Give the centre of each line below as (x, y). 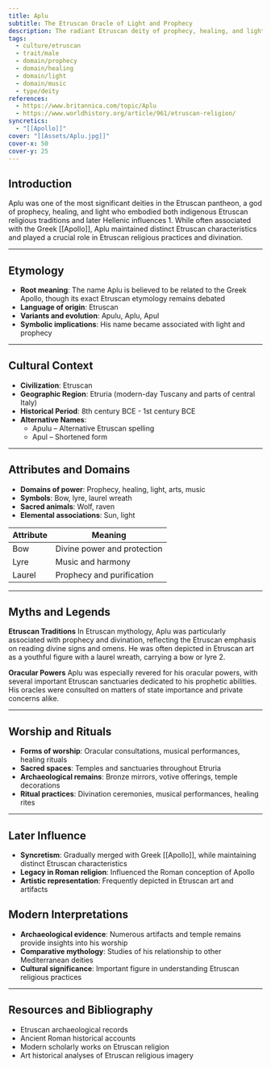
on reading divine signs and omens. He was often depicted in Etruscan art (131, 649)
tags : (17, 38)
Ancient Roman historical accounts (78, 1038)
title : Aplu (28, 16)
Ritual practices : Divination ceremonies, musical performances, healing (140, 794)
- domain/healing (45, 69)
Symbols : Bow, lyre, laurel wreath (76, 498)
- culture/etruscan (48, 46)
